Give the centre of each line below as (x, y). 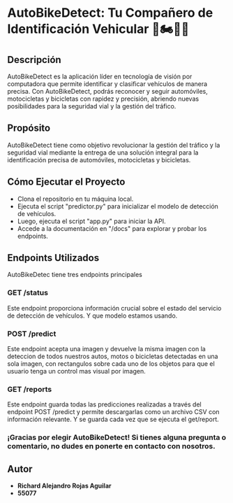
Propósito (29, 128)
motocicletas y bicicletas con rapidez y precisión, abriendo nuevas (103, 99)
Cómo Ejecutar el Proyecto (66, 182)
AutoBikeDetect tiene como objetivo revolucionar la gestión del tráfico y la (114, 145)
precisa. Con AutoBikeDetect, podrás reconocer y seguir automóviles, (107, 91)
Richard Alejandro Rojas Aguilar (64, 486)
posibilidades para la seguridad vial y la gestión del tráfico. (92, 106)
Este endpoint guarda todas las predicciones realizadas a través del (104, 404)
